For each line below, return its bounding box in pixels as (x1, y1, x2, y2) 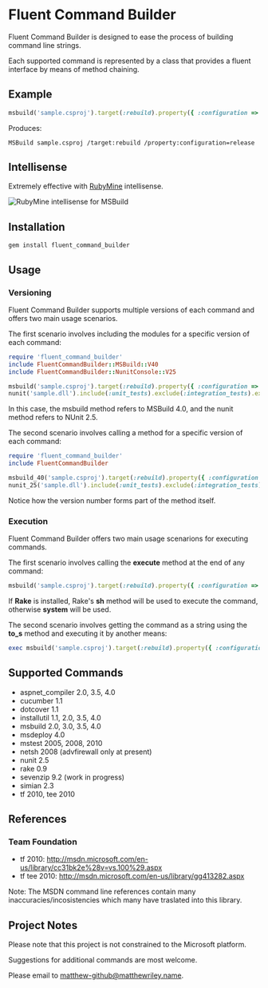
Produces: (8, 123, 42, 133)
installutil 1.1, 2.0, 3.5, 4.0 (19, 712, 101, 722)
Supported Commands (8, 666, 124, 680)
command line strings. (8, 40, 81, 50)
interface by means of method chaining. (8, 64, 140, 73)
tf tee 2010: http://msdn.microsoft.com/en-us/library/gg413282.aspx (19, 871, 245, 881)
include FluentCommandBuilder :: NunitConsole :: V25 (8, 367, 177, 376)
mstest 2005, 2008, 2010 (19, 738, 103, 748)
